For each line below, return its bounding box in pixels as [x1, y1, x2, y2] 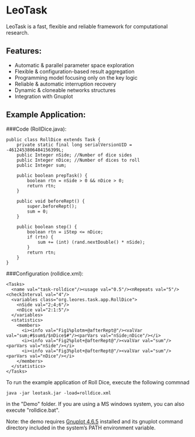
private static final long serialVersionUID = [16, 142, 132, 148]
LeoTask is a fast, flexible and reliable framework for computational [6, 23, 168, 30]
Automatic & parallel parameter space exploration [14, 62, 135, 69]
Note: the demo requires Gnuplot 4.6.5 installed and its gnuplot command [6, 418, 183, 425]
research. [6, 29, 29, 36]
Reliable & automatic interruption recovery [14, 80, 117, 87]
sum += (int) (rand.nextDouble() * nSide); [37, 239, 145, 245]
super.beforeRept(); [27, 203, 77, 209]
